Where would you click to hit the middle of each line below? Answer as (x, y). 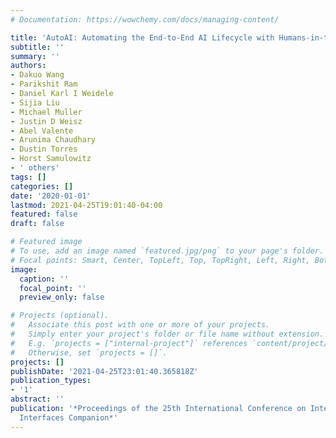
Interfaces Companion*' (68, 417)
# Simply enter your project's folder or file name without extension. (167, 334)
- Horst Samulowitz (51, 159)
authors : (28, 66)
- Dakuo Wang (37, 75)
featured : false (44, 214)
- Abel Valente (42, 131)
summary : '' (35, 56)
